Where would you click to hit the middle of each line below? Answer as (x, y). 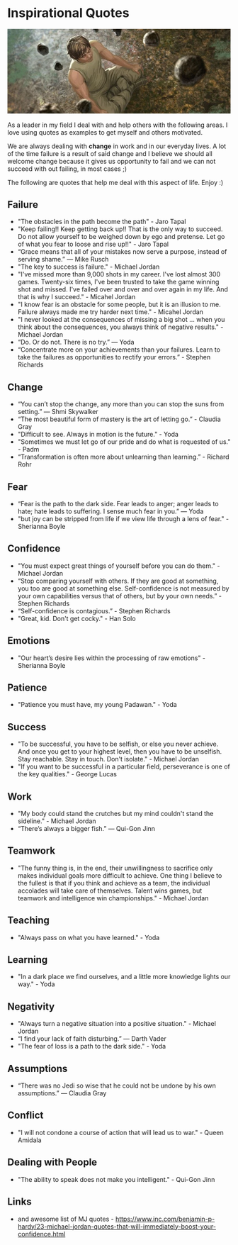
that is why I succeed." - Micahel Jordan (76, 297)
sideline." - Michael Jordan (57, 821)
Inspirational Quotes (68, 13)
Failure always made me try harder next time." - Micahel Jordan (110, 312)
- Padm (28, 450)
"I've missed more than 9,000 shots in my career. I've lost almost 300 (119, 274)
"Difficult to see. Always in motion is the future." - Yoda (98, 435)
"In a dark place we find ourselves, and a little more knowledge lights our (124, 977)
